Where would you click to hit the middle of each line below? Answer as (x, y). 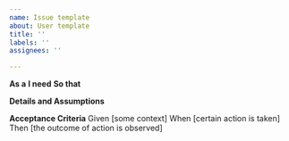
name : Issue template (50, 17)
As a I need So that (45, 84)
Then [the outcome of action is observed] (86, 128)
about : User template (50, 26)
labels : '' (30, 42)
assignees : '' (36, 51)
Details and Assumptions (57, 101)
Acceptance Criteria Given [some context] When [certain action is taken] (144, 119)
